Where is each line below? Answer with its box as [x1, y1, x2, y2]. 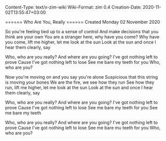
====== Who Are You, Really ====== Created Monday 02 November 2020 [5, 19, 160, 25]
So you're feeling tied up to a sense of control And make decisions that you [5, 29, 159, 34]
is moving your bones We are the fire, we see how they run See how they [5, 79, 155, 85]
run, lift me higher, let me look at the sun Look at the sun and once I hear [5, 85, 154, 91]
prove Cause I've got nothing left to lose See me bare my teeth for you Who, [5, 59, 161, 65]
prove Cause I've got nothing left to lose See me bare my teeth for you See [5, 105, 158, 110]
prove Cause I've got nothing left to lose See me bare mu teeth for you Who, [5, 125, 161, 131]
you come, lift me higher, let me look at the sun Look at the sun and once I [5, 39, 156, 45]
